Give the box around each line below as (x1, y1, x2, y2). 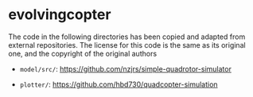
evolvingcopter (8, 6, 111, 24)
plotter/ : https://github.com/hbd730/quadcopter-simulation (19, 80, 218, 89)
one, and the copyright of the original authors (8, 48, 158, 58)
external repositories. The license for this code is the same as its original (8, 40, 246, 49)
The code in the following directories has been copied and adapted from (8, 32, 246, 41)
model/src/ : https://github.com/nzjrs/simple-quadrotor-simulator (19, 64, 232, 73)
